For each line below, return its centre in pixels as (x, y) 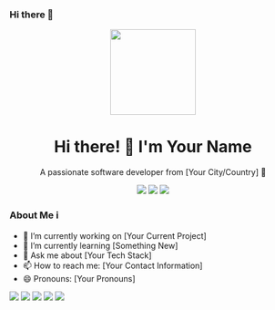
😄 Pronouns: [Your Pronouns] (79, 278)
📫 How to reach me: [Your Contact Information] (112, 265)
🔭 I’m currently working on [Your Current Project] (114, 235)
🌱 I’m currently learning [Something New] (100, 245)
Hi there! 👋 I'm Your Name (153, 147)
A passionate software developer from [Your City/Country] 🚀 (153, 172)
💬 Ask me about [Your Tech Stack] (87, 255)
